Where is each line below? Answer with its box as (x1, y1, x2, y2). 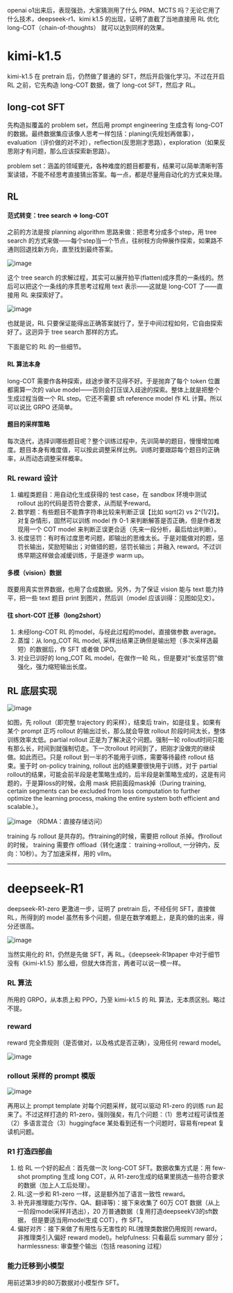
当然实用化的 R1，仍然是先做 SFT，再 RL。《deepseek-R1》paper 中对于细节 (7, 950, 221, 958)
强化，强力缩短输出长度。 (17, 663, 91, 671)
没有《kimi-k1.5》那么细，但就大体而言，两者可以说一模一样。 (7, 959, 185, 967)
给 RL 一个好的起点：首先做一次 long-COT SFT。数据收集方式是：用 (17, 1164, 212, 1172)
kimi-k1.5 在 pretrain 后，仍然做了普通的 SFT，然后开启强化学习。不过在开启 (7, 72, 225, 80)
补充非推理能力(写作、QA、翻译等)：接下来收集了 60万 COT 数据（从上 (17, 1198, 221, 1207)
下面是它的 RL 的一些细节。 (7, 343, 85, 351)
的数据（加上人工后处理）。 (17, 1181, 94, 1189)
